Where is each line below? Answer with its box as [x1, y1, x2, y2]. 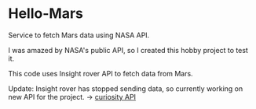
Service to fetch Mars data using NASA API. [8, 30, 150, 40]
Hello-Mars [8, 5, 84, 23]
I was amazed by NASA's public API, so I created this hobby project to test [8, 45, 249, 54]
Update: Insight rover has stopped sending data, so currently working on [8, 83, 243, 93]
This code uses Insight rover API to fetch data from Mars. [8, 69, 194, 78]
